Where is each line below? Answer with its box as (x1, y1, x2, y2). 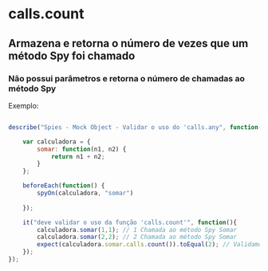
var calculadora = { (22, 137, 91, 146)
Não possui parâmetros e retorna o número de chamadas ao (8, 73, 245, 84)
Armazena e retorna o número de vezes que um (8, 37, 249, 50)
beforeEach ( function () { (22, 182, 105, 190)
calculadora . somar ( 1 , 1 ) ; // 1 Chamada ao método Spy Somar (37, 226, 238, 234)
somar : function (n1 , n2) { (37, 145, 127, 153)
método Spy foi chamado (8, 49, 136, 62)
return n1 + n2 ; (50, 152, 105, 160)
